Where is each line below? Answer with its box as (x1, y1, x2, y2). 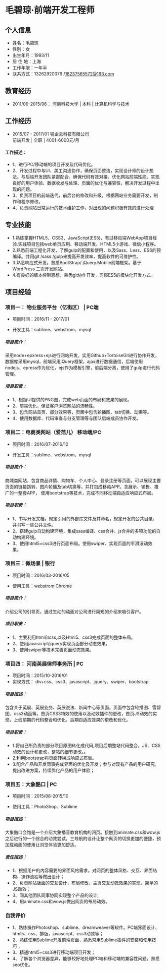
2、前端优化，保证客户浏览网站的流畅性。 (12, 403, 98, 409)
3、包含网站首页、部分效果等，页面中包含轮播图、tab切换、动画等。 (12, 409, 152, 415)
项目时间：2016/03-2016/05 (12, 572, 70, 578)
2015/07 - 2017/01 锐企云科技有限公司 (12, 131, 89, 137)
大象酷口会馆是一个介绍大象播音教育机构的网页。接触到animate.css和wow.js (5, 829, 161, 836)
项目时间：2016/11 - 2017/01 (12, 316, 69, 322)
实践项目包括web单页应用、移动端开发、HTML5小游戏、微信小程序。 (18, 241, 159, 247)
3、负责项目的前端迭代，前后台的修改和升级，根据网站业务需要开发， (12, 192, 154, 198)
